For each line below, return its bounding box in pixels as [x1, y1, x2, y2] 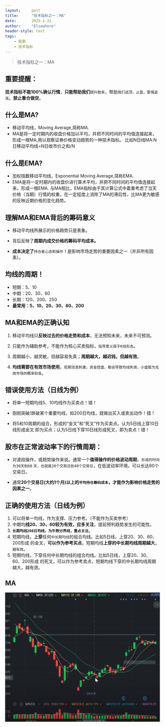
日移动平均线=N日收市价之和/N [12, 143, 75, 149]
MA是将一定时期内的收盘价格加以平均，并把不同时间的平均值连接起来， [12, 131, 157, 137]
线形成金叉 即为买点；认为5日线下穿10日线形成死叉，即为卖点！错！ [12, 427, 150, 433]
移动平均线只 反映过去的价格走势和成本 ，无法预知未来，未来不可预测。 [12, 332, 155, 338]
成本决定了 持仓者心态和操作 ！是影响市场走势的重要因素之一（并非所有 [12, 249, 149, 254]
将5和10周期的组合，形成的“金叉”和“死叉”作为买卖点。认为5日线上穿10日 [12, 421, 159, 427]
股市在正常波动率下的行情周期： [5, 443, 102, 451]
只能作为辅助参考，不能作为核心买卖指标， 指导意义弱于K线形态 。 [12, 343, 138, 349]
